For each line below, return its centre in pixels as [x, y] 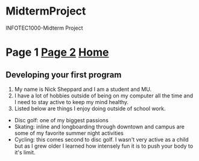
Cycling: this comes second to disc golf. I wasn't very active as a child [102, 139]
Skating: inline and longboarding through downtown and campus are [99, 126]
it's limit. [25, 152]
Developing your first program [64, 75]
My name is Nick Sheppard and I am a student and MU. [83, 89]
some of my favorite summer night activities [69, 133]
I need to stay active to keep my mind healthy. [71, 102]
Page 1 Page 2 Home [57, 52]
